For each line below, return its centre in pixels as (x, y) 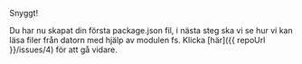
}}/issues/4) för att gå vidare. (63, 50)
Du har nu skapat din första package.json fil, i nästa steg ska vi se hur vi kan (151, 30)
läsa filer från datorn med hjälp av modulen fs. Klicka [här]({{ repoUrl (137, 40)
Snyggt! (24, 13)
